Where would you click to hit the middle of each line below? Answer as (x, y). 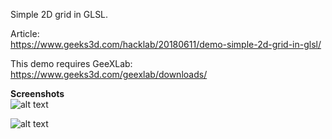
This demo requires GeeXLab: (71, 63)
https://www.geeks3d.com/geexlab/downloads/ (109, 74)
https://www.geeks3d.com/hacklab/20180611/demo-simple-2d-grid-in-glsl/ (166, 44)
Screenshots (37, 93)
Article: (25, 33)
